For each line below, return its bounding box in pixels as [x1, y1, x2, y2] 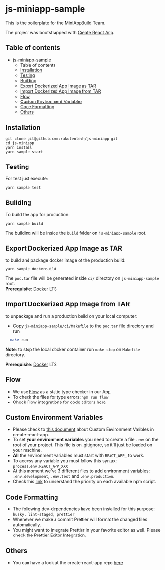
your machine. [12, 447, 42, 453]
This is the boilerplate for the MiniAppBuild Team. [5, 20, 106, 26]
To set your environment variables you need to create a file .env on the [12, 437, 159, 443]
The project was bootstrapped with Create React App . [5, 29, 115, 35]
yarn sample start [5, 149, 43, 154]
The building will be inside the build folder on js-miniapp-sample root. [5, 230, 147, 236]
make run [10, 337, 28, 342]
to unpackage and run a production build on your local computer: [5, 313, 137, 319]
